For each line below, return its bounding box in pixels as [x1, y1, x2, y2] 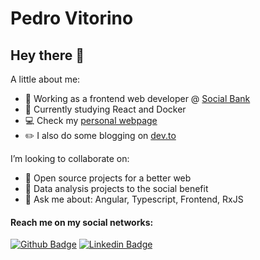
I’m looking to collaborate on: [10, 153, 130, 164]
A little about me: [10, 73, 81, 85]
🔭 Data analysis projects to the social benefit [24, 183, 209, 194]
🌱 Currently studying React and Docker [24, 103, 187, 115]
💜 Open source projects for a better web [24, 172, 192, 184]
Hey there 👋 [10, 47, 85, 64]
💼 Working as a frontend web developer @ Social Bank [24, 93, 251, 104]
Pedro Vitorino [10, 7, 134, 30]
